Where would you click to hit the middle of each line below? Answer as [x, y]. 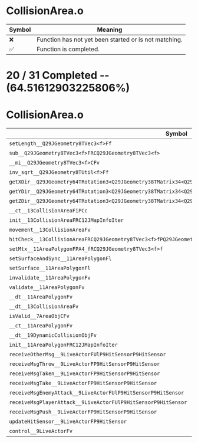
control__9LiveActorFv [41, 431]
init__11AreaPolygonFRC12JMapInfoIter [63, 345]
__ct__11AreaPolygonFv [41, 326]
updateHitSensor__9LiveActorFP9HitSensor [68, 422]
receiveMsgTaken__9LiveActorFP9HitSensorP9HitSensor [85, 374]
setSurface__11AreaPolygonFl [50, 268]
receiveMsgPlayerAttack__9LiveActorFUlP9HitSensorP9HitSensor [98, 403]
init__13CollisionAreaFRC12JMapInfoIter [66, 220]
